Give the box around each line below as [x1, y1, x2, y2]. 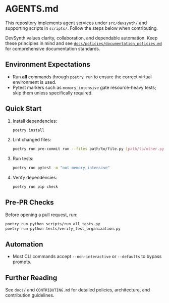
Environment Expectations [5, 60, 91, 69]
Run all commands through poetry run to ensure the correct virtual [12, 74, 152, 80]
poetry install [12, 127, 45, 133]
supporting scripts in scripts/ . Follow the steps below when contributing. [5, 25, 158, 31]
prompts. [12, 259, 32, 265]
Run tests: [12, 156, 34, 162]
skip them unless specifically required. [12, 89, 93, 96]
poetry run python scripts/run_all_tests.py [5, 221, 100, 226]
